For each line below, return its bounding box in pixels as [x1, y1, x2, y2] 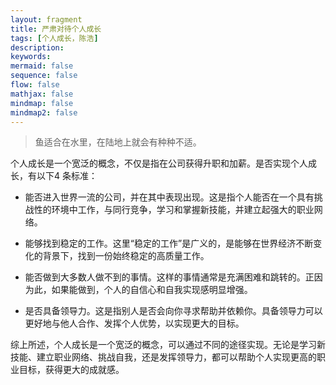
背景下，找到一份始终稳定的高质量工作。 [42, 250, 210, 262]
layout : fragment [10, 14, 83, 25]
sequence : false [10, 71, 78, 81]
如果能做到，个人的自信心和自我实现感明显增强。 [51, 284, 253, 296]
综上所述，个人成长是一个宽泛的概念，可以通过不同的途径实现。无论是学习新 [10, 339, 326, 351]
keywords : [10, 52, 52, 62]
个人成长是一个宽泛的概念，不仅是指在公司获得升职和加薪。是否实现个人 [10, 157, 308, 170]
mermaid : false [10, 61, 74, 71]
